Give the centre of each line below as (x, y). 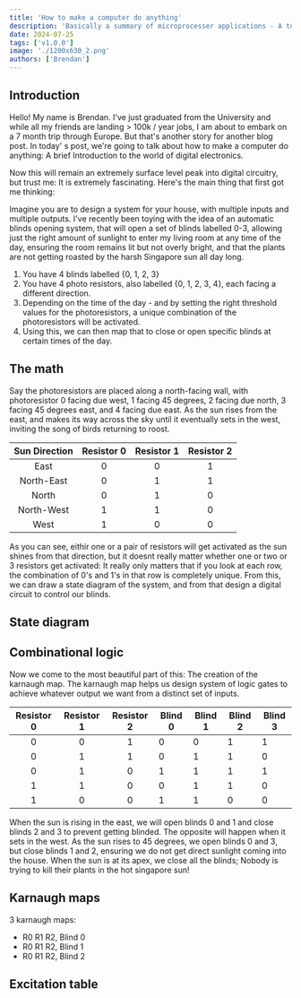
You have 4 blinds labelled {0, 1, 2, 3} (90, 273)
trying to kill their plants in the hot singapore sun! (99, 870)
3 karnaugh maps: (43, 919)
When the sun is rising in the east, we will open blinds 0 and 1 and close (142, 822)
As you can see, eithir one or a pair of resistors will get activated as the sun (148, 546)
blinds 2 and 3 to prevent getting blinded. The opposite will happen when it (148, 831)
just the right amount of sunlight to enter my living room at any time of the (145, 238)
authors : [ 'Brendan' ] (50, 59)
